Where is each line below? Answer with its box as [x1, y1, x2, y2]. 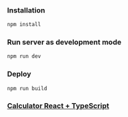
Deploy [7, 70, 31, 79]
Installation [7, 6, 46, 15]
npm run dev [7, 53, 41, 60]
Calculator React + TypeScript [7, 101, 110, 111]
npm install [7, 21, 41, 28]
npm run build [7, 85, 48, 92]
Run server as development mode [7, 37, 122, 47]
